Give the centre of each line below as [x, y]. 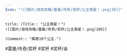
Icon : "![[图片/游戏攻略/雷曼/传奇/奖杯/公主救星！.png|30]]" [64, 10]
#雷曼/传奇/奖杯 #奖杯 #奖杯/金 [36, 48]
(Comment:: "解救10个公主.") [33, 39]
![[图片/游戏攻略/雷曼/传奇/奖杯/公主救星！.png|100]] [56, 29]
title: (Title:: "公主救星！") [35, 24]
